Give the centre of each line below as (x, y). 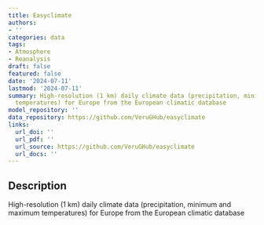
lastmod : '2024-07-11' (45, 88)
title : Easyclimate (40, 15)
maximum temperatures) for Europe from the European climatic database (126, 213)
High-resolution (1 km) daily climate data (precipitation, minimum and (120, 205)
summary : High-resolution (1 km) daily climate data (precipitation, (125, 96)
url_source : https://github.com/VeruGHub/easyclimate (105, 147)
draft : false (29, 67)
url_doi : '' (35, 132)
